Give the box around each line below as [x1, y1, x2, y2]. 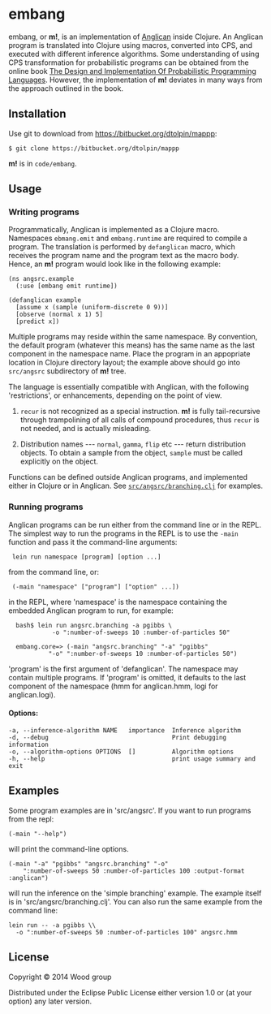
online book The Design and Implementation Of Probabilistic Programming [8, 66, 257, 76]
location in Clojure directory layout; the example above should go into [8, 358, 241, 368]
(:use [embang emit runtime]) [15, 282, 118, 291]
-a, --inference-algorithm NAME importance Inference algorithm [8, 726, 242, 735]
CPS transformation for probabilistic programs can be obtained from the [8, 58, 249, 67]
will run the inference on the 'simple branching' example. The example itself [8, 888, 262, 898]
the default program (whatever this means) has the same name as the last [8, 340, 256, 350]
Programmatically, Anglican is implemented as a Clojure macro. [8, 225, 220, 235]
